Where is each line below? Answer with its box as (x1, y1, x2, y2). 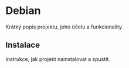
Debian (5, 4, 41, 17)
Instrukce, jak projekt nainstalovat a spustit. (5, 55, 111, 62)
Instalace (5, 40, 40, 50)
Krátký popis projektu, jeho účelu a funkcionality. (5, 23, 124, 30)
